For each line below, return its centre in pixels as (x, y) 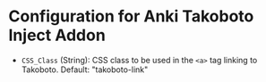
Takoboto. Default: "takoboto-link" (85, 70)
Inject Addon (57, 35)
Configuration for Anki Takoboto (131, 16)
